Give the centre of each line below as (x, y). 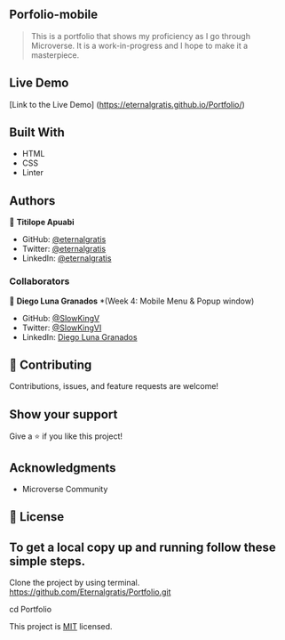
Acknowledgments (63, 468)
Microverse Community (65, 489)
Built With (37, 133)
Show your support (63, 414)
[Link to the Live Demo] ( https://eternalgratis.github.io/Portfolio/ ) (127, 104)
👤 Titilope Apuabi (42, 223)
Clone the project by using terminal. (75, 583)
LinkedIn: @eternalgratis (67, 258)
